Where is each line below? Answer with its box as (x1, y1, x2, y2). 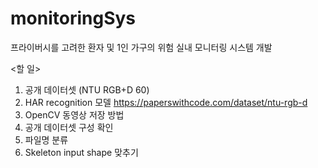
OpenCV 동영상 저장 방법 (24, 108, 125, 121)
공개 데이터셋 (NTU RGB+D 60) (24, 83, 150, 96)
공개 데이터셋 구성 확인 (24, 121, 114, 133)
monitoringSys (10, 7, 137, 30)
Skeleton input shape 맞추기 (24, 146, 139, 158)
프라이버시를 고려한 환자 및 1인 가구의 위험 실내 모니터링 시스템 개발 (10, 41, 273, 53)
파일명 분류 (24, 133, 69, 146)
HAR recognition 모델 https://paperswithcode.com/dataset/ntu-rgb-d (24, 96, 308, 108)
